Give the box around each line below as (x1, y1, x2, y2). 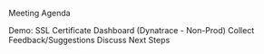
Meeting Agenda (8, 8, 71, 18)
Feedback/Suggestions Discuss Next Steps (8, 35, 171, 45)
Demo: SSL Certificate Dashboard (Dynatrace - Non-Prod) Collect (8, 25, 255, 35)
